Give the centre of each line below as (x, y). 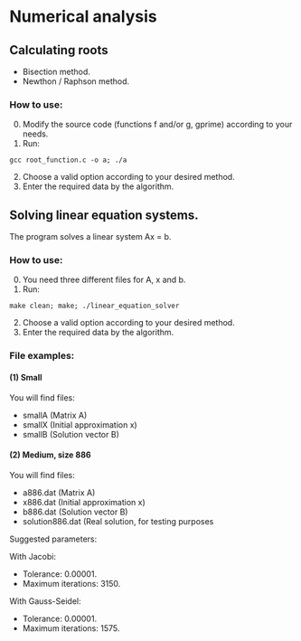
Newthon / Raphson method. (76, 81)
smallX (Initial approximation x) (80, 424)
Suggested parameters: (53, 539)
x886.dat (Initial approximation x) (84, 502)
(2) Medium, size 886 (51, 455)
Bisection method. (56, 71)
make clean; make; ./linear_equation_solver (94, 306)
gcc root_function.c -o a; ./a (68, 160)
